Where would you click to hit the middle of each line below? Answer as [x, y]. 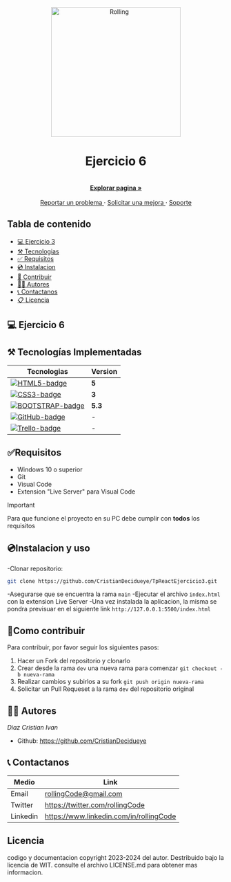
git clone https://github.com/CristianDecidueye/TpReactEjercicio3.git [112, 581]
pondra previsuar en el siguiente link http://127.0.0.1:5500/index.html [109, 609]
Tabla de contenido [49, 224]
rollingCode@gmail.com [83, 793]
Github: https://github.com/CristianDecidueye [82, 741]
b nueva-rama [36, 675]
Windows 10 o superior [50, 469]
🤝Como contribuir [46, 630]
